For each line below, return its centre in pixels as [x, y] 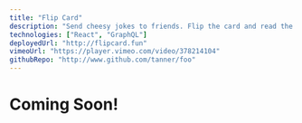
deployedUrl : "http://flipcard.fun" [78, 43]
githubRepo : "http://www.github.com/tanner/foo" [103, 60]
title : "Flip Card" [46, 18]
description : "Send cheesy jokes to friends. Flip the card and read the [151, 26]
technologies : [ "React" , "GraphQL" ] [78, 34]
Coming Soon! [64, 104]
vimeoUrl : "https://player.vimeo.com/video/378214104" [115, 52]
